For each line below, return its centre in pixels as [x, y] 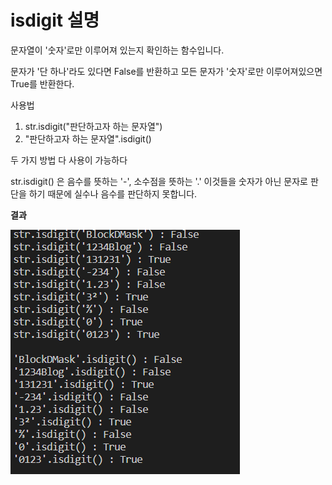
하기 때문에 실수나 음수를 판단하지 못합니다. [113, 193]
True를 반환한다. [42, 83]
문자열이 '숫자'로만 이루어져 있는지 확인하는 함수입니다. [117, 50]
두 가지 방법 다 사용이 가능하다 [69, 160]
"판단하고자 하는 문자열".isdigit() [88, 138]
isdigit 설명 [55, 20]
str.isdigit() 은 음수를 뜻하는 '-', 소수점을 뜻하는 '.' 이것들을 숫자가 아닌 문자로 [159, 181]
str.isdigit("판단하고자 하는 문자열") [93, 126]
